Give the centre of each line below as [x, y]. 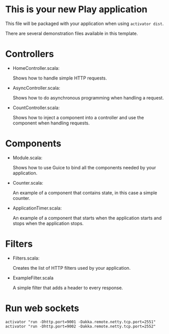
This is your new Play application [76, 9]
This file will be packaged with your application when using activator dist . [84, 23]
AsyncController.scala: [36, 88]
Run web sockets [42, 308]
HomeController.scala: [36, 68]
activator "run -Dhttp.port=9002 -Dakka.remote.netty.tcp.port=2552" [81, 326]
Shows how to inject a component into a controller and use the [78, 117]
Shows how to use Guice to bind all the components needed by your [84, 167]
